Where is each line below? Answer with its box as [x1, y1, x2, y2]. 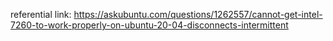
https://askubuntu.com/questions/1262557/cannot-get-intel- [73, 9, 323, 20]
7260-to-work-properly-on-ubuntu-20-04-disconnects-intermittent [10, 19, 289, 31]
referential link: [10, 9, 72, 20]
